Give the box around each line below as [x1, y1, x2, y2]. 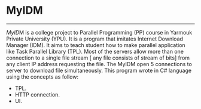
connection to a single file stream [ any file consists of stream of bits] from [6, 54, 190, 61]
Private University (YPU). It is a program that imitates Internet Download [6, 35, 184, 42]
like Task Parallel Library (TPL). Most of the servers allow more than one [6, 48, 184, 55]
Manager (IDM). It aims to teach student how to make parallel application [6, 41, 185, 48]
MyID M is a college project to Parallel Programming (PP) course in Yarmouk [6, 29, 193, 36]
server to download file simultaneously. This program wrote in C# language [6, 67, 192, 74]
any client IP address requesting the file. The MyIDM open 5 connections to [6, 60, 193, 67]
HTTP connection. [14, 91, 60, 98]
